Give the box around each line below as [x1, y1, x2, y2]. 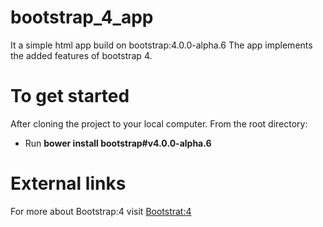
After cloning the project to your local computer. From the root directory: [10, 117, 308, 130]
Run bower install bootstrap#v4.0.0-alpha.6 [24, 137, 212, 149]
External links [10, 172, 127, 195]
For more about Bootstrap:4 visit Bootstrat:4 [10, 205, 192, 217]
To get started [10, 85, 130, 108]
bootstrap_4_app [10, 6, 154, 29]
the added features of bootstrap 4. [10, 49, 153, 61]
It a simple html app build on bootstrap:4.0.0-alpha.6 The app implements [10, 39, 313, 51]
